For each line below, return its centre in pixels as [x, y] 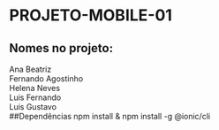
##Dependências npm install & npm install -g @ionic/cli [109, 116]
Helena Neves [34, 88]
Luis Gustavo [33, 107]
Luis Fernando [35, 97]
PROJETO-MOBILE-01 [91, 15]
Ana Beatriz [30, 69]
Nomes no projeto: [61, 48]
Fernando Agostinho [46, 79]
